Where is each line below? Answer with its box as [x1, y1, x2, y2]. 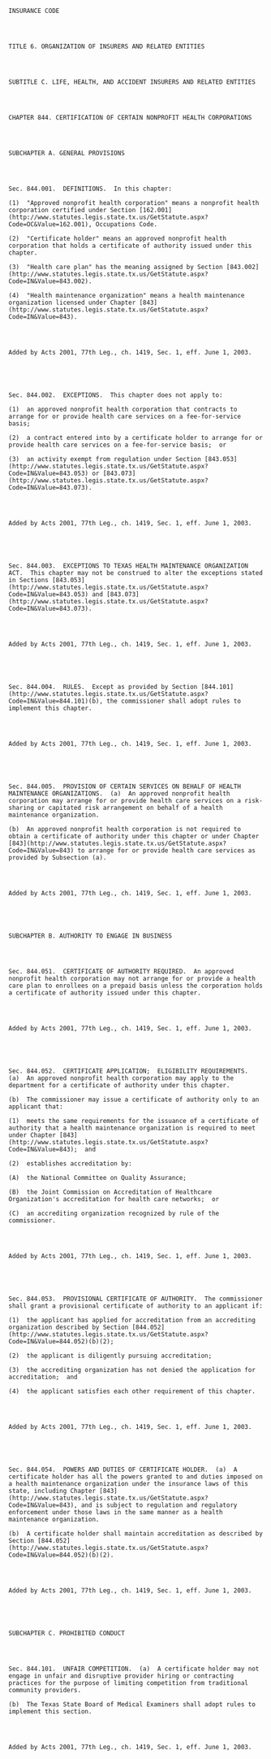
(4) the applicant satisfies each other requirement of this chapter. [8, 1387, 256, 1395]
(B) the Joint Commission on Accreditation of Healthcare [8, 1188, 213, 1196]
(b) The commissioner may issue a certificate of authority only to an [8, 1095, 260, 1104]
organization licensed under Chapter [8, 298, 136, 307]
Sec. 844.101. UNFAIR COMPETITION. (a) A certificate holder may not [8, 1665, 260, 1673]
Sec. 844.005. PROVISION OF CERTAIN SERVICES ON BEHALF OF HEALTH [8, 782, 242, 790]
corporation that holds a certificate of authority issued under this [8, 242, 252, 250]
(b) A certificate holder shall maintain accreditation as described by [8, 1530, 264, 1538]
